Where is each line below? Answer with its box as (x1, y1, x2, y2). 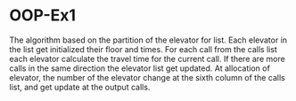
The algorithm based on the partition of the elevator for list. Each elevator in (9, 35, 288, 45)
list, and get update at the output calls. (9, 82, 151, 92)
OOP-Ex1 (9, 5, 77, 26)
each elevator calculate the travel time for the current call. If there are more (9, 53, 285, 64)
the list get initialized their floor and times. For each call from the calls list (9, 43, 278, 54)
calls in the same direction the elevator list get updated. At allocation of (9, 63, 270, 74)
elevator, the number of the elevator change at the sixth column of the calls (9, 72, 285, 82)
